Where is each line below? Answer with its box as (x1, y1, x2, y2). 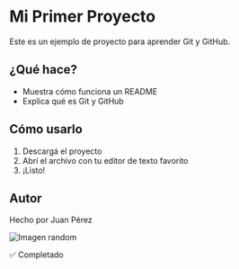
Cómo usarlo (9, 121, 83, 137)
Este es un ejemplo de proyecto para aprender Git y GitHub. (9, 36, 231, 47)
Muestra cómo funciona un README (22, 85, 158, 96)
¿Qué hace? (9, 62, 78, 77)
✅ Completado (9, 249, 65, 260)
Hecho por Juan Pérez (9, 214, 93, 226)
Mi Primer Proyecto (9, 6, 156, 27)
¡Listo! (22, 165, 46, 175)
